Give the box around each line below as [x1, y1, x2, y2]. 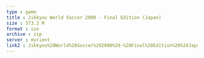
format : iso [6, 25, 39, 32]
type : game [6, 8, 36, 15]
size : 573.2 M [6, 20, 45, 26]
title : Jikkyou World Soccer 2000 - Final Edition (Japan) [6, 14, 162, 21]
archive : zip [6, 31, 42, 37]
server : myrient [6, 37, 50, 43]
